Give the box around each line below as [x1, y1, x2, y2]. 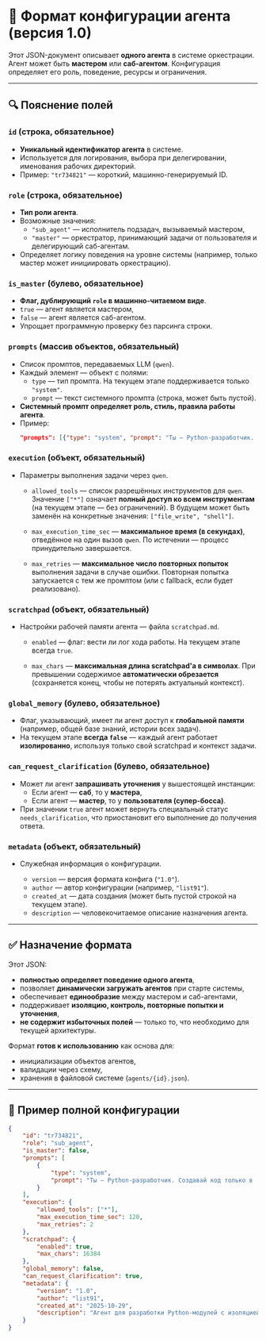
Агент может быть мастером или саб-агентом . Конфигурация [8, 59, 221, 68]
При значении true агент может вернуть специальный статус [19, 804, 229, 814]
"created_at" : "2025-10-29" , [36, 1302, 133, 1310]
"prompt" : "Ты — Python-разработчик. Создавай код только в [50, 1176, 253, 1184]
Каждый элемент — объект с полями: [19, 367, 149, 377]
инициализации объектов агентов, [19, 1056, 136, 1066]
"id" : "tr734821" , [22, 1132, 83, 1140]
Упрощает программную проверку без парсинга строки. [19, 321, 212, 331]
